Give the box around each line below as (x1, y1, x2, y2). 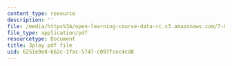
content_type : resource (7, 10, 76, 17)
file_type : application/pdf (7, 29, 88, 36)
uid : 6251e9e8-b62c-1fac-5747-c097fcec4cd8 (7, 49, 135, 56)
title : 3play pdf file (7, 42, 72, 49)
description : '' (7, 16, 54, 23)
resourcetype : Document (7, 36, 76, 43)
